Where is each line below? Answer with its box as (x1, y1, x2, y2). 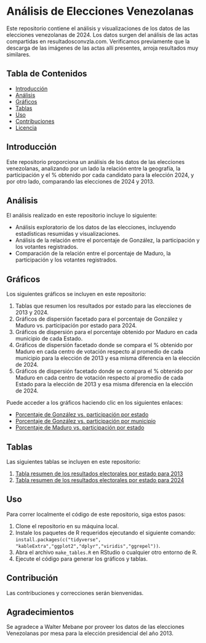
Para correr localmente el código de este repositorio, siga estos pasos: (6, 510, 186, 518)
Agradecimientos (6, 607, 74, 618)
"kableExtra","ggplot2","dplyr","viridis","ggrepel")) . (15, 542, 161, 549)
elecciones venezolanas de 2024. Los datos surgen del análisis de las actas (6, 31, 199, 38)
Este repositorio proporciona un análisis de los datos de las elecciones (6, 158, 185, 165)
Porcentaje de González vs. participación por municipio (15, 418, 156, 425)
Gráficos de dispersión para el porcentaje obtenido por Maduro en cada (15, 329, 198, 336)
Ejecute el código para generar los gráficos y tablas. (15, 555, 148, 563)
